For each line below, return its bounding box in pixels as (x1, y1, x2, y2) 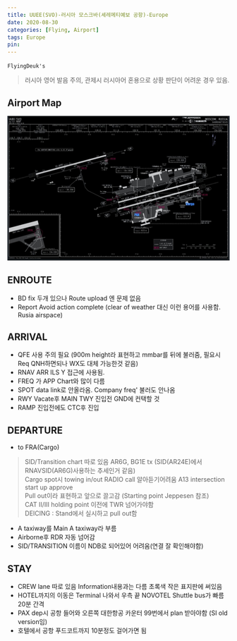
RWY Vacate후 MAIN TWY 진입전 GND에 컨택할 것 (17, 395, 160, 403)
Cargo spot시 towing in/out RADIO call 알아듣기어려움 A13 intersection (24, 475, 225, 484)
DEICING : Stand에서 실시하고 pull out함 (24, 509, 138, 518)
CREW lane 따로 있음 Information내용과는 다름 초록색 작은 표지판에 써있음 (17, 582, 223, 590)
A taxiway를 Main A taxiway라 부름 (17, 524, 117, 532)
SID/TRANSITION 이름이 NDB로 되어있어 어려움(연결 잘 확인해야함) (17, 542, 204, 550)
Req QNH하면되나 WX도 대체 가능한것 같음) (17, 360, 139, 368)
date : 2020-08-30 (7, 18, 59, 26)
